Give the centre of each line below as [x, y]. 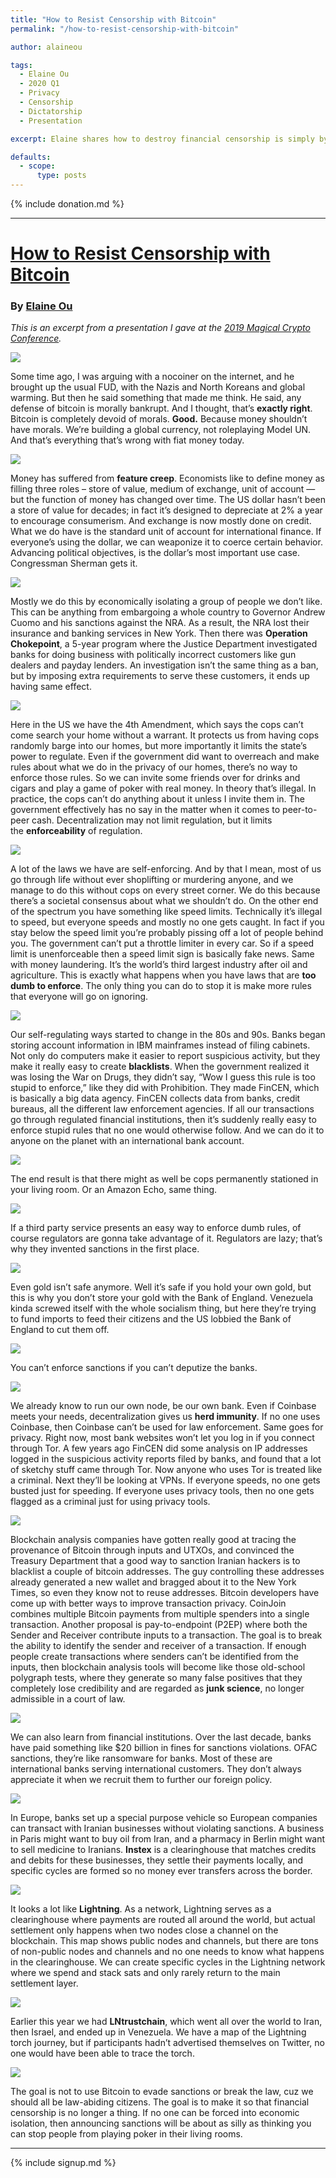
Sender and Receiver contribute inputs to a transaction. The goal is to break [166, 1635]
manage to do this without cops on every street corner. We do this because [165, 890]
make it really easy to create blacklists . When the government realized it [160, 1067]
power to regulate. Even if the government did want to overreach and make [165, 757]
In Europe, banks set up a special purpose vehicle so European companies [164, 1818]
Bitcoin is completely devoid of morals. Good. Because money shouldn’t [159, 419]
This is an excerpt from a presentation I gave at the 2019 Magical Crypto [160, 328]
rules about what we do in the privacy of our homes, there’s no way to [154, 767]
